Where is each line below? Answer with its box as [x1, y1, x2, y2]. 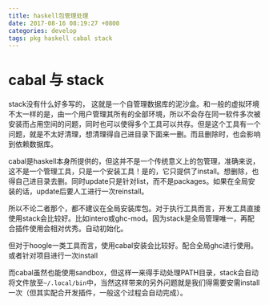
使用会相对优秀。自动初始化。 [29, 224, 128, 234]
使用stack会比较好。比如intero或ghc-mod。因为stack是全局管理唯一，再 [8, 213, 248, 223]
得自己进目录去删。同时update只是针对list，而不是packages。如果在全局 [8, 177, 248, 186]
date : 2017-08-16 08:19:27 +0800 [8, 19, 120, 27]
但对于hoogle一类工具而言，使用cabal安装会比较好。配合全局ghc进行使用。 [8, 241, 259, 250]
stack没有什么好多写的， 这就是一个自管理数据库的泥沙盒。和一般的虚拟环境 [8, 100, 260, 109]
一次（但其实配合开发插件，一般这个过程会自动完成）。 [8, 288, 187, 298]
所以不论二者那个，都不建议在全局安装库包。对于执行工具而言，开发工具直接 [8, 204, 261, 213]
